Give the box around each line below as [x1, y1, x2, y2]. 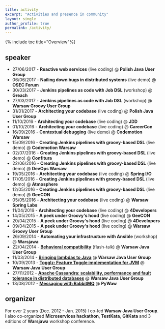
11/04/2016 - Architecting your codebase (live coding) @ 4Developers [12, 207, 157, 213]
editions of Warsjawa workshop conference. [5, 318, 96, 324]
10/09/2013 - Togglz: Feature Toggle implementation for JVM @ [12, 259, 145, 266]
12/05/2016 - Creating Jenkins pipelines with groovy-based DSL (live [12, 186, 155, 192]
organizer [5, 295, 35, 303]
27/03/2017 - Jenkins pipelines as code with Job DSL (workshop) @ [12, 97, 152, 103]
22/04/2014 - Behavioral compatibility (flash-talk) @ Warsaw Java [12, 244, 150, 250]
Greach [12, 92, 28, 98]
